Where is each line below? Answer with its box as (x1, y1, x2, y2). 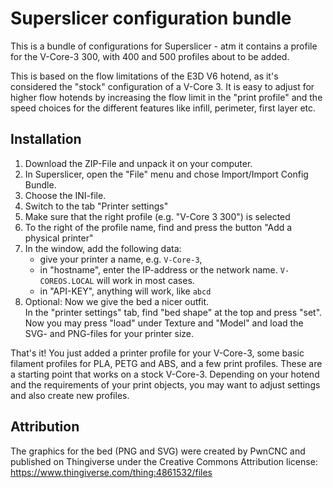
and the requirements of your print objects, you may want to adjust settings (10, 378, 321, 391)
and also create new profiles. (10, 389, 130, 401)
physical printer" (24, 232, 94, 244)
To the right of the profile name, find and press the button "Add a (24, 221, 293, 233)
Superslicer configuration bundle (10, 7, 292, 30)
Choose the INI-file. (24, 189, 107, 201)
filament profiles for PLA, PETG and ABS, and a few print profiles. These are (10, 357, 323, 369)
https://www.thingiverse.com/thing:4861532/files (10, 466, 213, 478)
